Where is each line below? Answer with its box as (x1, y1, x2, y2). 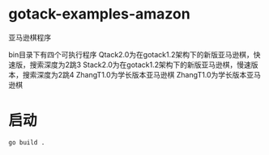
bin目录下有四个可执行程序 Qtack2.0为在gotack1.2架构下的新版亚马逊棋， (8, 49, 254, 59)
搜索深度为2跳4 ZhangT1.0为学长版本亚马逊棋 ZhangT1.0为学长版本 (22, 69, 247, 79)
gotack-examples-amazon (8, 5, 190, 23)
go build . (8, 138, 45, 146)
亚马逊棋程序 (8, 32, 51, 42)
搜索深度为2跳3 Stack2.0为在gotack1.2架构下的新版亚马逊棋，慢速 (29, 60, 251, 69)
